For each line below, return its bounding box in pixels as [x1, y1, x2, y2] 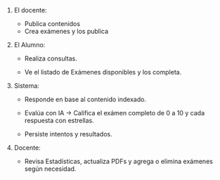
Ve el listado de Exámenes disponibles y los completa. [24, 68, 182, 76]
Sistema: [13, 82, 40, 90]
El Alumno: [13, 41, 46, 49]
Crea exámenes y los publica [24, 27, 109, 35]
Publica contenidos [24, 20, 81, 27]
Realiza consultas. [24, 54, 77, 63]
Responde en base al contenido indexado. [24, 95, 146, 103]
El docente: [13, 6, 47, 14]
